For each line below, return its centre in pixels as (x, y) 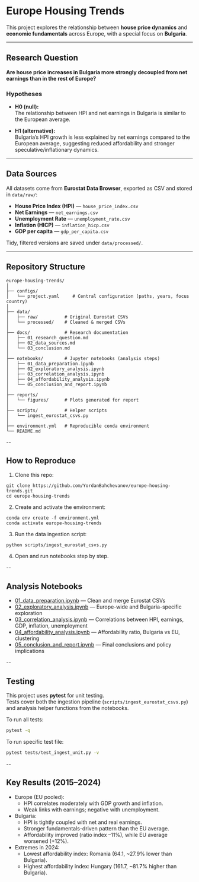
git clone (18, 486)
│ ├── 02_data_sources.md (41, 343)
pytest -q (18, 731)
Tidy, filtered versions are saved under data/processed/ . (75, 243)
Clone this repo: (34, 475)
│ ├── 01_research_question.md (47, 337)
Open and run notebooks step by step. (62, 556)
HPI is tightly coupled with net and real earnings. (83, 822)
